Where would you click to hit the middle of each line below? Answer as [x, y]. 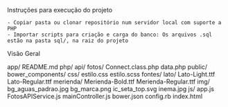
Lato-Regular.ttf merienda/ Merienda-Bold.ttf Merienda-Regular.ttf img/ [108, 81]
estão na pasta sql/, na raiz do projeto [68, 41]
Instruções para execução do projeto [60, 10]
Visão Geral [24, 53]
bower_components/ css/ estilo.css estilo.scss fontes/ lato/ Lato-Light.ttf [111, 74]
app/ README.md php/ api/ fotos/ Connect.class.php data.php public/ [107, 67]
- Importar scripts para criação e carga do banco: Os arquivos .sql [110, 35]
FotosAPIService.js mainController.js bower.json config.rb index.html [105, 96]
